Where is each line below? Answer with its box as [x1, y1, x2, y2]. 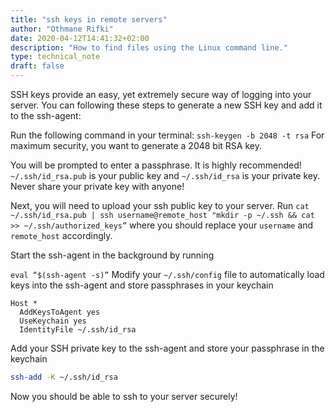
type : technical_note [10, 52, 101, 62]
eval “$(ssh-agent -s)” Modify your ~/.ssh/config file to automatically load [10, 269, 325, 280]
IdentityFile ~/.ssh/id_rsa [19, 325, 137, 335]
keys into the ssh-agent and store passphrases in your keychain [10, 279, 274, 291]
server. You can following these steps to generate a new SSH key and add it [10, 99, 323, 111]
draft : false [10, 61, 65, 71]
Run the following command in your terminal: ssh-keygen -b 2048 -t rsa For [10, 129, 325, 141]
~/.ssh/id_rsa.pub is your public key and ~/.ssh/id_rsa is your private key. [10, 170, 321, 181]
